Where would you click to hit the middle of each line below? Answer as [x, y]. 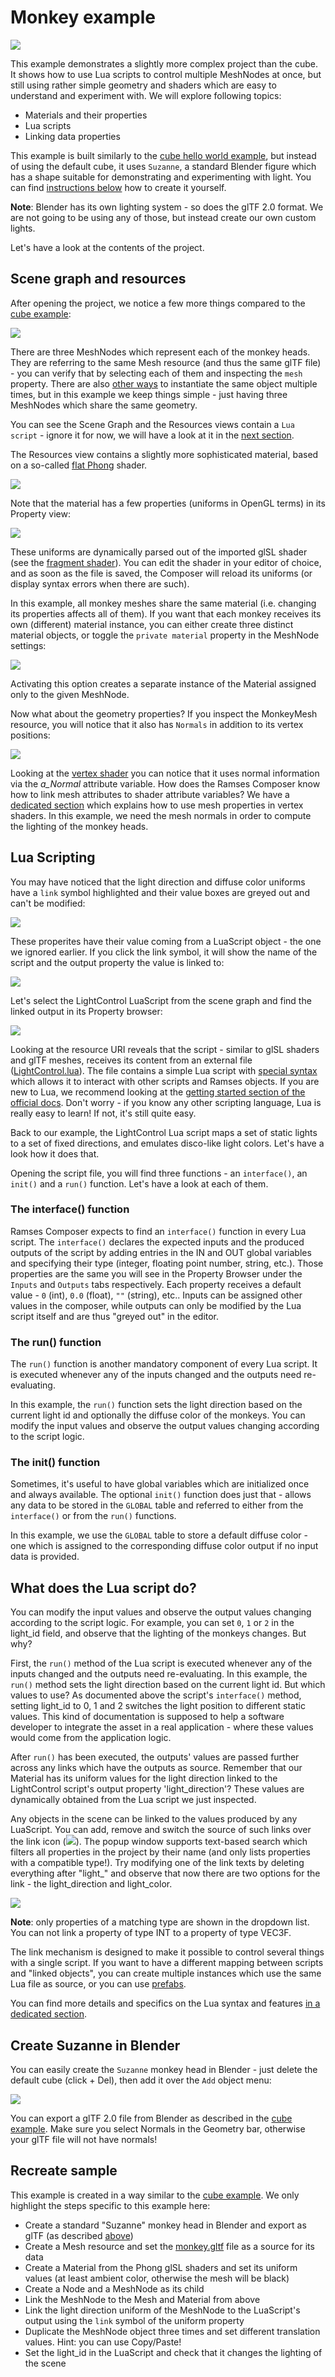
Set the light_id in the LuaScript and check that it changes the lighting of [173, 2352]
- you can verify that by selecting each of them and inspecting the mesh [156, 373]
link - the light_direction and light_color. [91, 1884]
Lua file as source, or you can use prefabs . [98, 1984]
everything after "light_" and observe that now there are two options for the [165, 1873]
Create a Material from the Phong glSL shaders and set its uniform [161, 2267]
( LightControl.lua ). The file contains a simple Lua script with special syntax [164, 1070]
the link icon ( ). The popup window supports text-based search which [159, 1842]
